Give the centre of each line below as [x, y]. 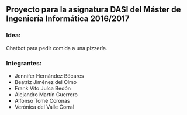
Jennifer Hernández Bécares [49, 76]
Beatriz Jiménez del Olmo [46, 82]
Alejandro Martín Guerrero [46, 94]
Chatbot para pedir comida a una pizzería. [57, 48]
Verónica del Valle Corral [44, 107]
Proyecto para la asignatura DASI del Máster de [93, 10]
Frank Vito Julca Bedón [43, 88]
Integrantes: [24, 63]
